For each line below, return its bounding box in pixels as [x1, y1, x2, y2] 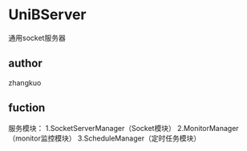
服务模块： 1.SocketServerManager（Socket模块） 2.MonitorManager [8, 123, 239, 133]
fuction [8, 101, 46, 115]
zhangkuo [8, 77, 42, 87]
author [8, 57, 43, 70]
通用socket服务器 [8, 33, 66, 42]
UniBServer [8, 6, 87, 24]
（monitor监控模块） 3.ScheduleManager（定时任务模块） [8, 133, 201, 143]
